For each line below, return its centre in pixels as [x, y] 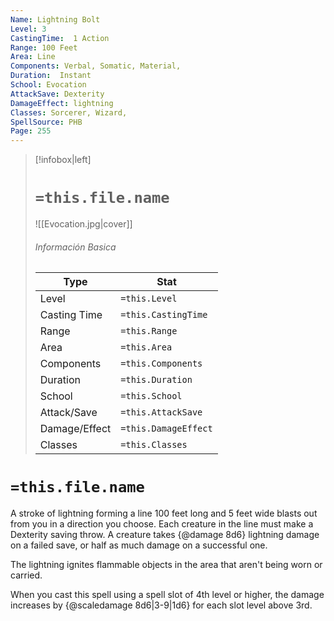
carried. [26, 575]
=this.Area [146, 347]
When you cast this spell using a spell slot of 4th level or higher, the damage [167, 595]
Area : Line [33, 57]
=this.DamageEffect [166, 429]
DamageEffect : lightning [62, 103]
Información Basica [75, 247]
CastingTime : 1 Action [60, 38]
